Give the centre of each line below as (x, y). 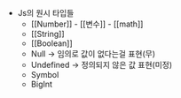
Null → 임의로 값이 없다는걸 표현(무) (93, 54)
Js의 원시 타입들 (46, 13)
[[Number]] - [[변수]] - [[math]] (87, 24)
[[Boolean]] (51, 43)
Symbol (45, 75)
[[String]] (47, 34)
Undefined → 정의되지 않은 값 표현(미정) (102, 65)
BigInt (42, 84)
